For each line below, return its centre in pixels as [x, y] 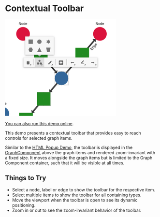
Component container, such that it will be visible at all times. [65, 163]
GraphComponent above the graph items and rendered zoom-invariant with [80, 152]
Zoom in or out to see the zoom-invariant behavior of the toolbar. [77, 210]
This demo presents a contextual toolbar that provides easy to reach [73, 133]
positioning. [24, 205]
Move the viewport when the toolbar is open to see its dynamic [75, 200]
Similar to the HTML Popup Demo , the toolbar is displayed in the [69, 147]
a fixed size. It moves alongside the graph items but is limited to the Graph [79, 158]
